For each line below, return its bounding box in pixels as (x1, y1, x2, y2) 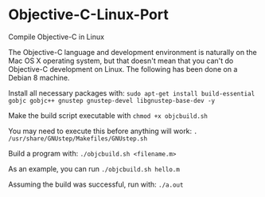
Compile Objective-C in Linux (8, 32, 105, 41)
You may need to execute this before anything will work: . (8, 126, 197, 136)
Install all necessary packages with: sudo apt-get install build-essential (8, 88, 255, 97)
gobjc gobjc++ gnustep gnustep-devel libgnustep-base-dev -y (8, 97, 216, 104)
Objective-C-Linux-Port (8, 6, 169, 24)
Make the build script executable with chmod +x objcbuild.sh (8, 110, 208, 120)
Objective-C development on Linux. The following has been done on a (8, 64, 238, 73)
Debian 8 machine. (8, 73, 70, 82)
